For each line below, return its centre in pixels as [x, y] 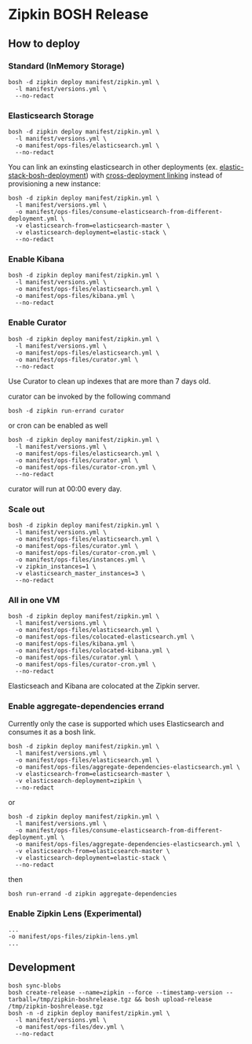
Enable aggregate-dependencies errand [86, 707]
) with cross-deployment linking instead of [154, 175]
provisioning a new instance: [55, 184]
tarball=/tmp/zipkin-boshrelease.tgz [70, 999]
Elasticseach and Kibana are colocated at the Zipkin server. [104, 686]
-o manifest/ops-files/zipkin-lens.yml [73, 936]
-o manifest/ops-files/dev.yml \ [70, 1027]
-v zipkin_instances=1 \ [56, 567]
